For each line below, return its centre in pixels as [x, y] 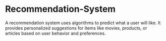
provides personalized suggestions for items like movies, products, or [76, 28]
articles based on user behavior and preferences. [55, 33]
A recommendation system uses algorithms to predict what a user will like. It [83, 23]
